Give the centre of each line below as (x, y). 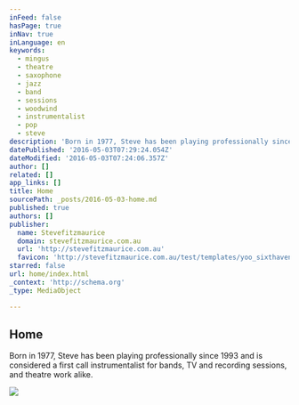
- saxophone (40, 76)
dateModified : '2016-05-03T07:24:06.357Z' (89, 158)
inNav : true (31, 34)
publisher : (29, 224)
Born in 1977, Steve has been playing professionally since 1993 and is (136, 356)
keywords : (28, 51)
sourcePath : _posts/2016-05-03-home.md (83, 200)
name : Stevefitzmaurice (61, 232)
